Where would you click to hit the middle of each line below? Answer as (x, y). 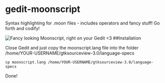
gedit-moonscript (43, 9)
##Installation (127, 38)
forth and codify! (23, 28)
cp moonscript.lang (26, 62)
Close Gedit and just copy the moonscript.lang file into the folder (72, 47)
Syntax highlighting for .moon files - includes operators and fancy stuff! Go (82, 23)
